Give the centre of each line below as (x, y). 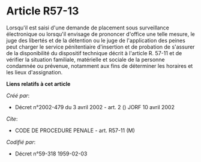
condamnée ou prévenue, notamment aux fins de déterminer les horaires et (100, 66)
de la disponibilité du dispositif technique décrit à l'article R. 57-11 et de (94, 53)
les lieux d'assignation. (34, 72)
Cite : (12, 119)
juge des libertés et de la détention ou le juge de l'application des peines (96, 40)
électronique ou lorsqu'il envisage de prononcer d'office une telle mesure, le (100, 34)
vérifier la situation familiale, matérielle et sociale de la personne (85, 59)
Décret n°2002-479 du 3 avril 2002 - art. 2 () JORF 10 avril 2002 (95, 107)
